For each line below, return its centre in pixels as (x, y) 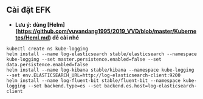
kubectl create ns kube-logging (47, 49)
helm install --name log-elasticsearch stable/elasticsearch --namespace (102, 54)
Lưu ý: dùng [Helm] (40, 24)
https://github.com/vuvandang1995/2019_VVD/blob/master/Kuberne (107, 31)
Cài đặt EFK (29, 10)
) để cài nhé (64, 37)
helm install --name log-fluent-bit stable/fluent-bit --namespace (94, 80)
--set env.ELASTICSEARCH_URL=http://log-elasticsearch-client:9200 (94, 75)
